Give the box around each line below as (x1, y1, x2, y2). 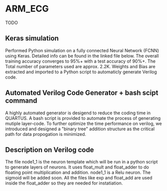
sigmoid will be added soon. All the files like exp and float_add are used (5, 175, 152, 181)
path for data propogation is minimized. (5, 131, 86, 137)
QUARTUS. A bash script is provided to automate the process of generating (5, 115, 161, 121)
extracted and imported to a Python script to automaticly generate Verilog (5, 69, 157, 75)
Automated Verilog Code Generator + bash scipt (5, 89, 158, 97)
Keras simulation (5, 34, 59, 43)
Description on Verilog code (5, 145, 94, 154)
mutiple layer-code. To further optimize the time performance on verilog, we (5, 120, 162, 126)
